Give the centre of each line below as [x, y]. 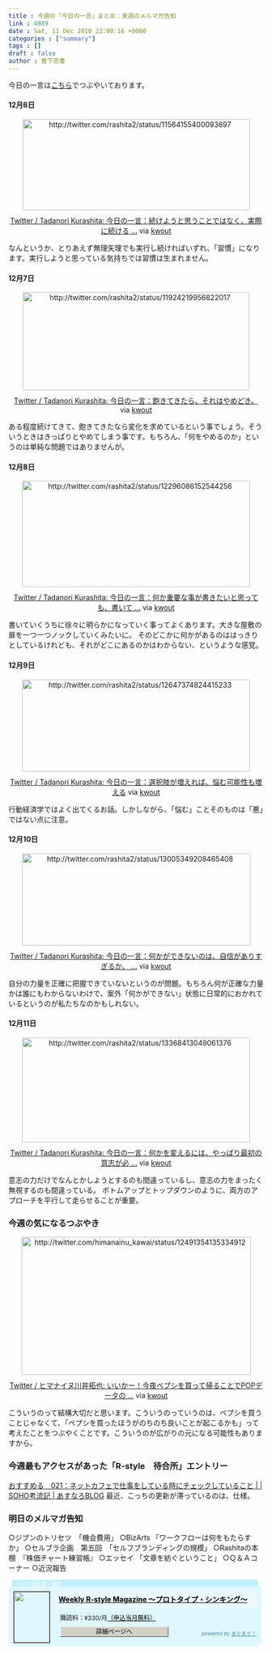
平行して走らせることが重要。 [93, 1200]
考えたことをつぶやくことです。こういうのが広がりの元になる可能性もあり [132, 1433]
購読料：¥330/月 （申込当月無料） [108, 1618]
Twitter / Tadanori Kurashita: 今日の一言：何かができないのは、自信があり [132, 956]
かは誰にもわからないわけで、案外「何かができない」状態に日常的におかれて [136, 993]
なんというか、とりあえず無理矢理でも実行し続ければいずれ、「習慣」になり [134, 248]
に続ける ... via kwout [136, 231]
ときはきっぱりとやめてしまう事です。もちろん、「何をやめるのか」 [134, 437]
